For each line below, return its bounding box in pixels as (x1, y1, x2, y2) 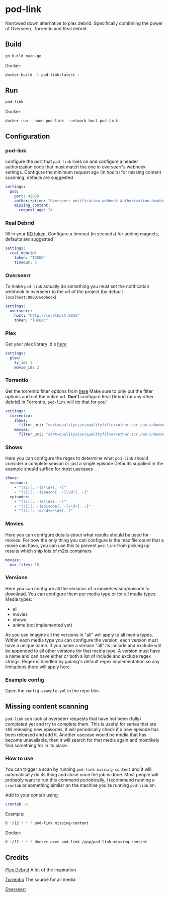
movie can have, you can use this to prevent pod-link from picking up (5, 542, 150, 549)
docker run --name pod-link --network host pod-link (5, 118, 118, 124)
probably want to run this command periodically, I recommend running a (5, 777, 155, 783)
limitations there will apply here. (5, 664, 71, 670)
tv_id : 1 (14, 360, 33, 365)
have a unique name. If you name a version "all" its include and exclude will (5, 642, 161, 648)
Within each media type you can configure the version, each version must (5, 637, 158, 643)
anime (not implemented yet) (12, 622, 73, 628)
